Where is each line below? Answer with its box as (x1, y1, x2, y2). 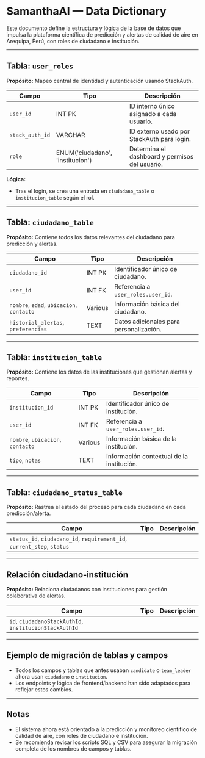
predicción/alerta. (6, 510, 51, 517)
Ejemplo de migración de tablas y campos (6, 650, 168, 660)
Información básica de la (106, 435, 177, 443)
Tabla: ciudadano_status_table (6, 487, 123, 497)
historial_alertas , (9, 318, 65, 327)
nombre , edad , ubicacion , (9, 300, 77, 309)
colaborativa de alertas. (6, 592, 66, 599)
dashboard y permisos (129, 152, 194, 161)
